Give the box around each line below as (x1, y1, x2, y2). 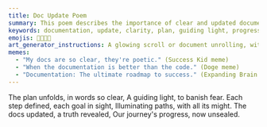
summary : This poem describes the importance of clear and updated (8, 19, 237, 27)
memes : (8, 48, 30, 56)
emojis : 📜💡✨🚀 (8, 33, 52, 42)
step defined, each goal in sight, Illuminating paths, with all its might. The (8, 101, 247, 110)
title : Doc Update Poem (8, 11, 87, 20)
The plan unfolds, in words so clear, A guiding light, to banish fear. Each (8, 92, 243, 102)
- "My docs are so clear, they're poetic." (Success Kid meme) (15, 56, 229, 64)
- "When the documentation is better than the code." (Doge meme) (15, 63, 240, 71)
